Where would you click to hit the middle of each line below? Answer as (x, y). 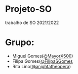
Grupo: (20, 42)
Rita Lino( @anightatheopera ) (41, 66)
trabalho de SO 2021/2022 (32, 23)
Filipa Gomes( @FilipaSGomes (42, 61)
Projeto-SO (28, 9)
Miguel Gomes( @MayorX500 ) (42, 56)
